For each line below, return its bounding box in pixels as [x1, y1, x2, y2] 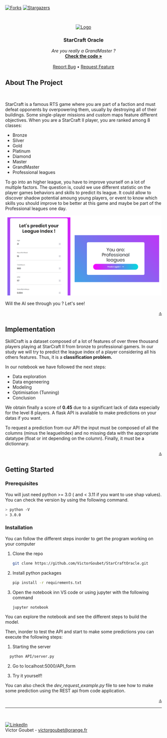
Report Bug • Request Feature [53, 64, 114, 70]
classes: [5, 122, 22, 128]
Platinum [12, 148, 31, 154]
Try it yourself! [12, 673, 42, 679]
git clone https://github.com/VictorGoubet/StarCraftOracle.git [12, 561, 149, 566]
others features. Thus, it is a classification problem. [5, 354, 113, 360]
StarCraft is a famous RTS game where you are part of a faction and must [5, 101, 156, 107]
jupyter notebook [12, 605, 49, 610]
